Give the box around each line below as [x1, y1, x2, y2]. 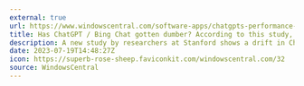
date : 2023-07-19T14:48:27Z [9, 47, 116, 56]
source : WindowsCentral [9, 64, 100, 73]
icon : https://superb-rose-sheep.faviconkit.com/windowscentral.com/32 [9, 55, 285, 64]
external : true [9, 13, 67, 22]
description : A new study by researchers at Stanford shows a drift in [9, 38, 285, 47]
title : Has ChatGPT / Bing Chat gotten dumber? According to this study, [9, 30, 294, 39]
